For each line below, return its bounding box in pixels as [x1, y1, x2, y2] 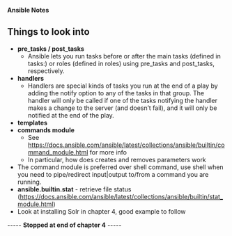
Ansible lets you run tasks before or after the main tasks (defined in [27, 52, 222, 60]
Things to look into [7, 26, 90, 38]
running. [17, 178, 42, 186]
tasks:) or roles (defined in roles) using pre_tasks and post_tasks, [27, 59, 215, 68]
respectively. [27, 66, 65, 75]
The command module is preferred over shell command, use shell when [17, 163, 224, 171]
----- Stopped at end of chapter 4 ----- [7, 221, 122, 229]
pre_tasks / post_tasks [17, 45, 85, 53]
